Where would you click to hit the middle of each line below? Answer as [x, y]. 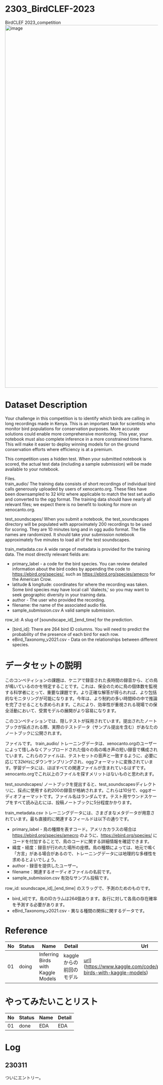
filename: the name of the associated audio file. [60, 605]
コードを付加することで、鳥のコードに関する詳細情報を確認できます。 [82, 841]
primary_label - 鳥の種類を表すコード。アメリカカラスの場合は [74, 829]
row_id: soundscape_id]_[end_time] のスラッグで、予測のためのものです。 [79, 888]
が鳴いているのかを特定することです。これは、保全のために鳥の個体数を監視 [81, 686]
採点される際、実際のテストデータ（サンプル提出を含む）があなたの [90, 727]
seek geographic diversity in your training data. [59, 595]
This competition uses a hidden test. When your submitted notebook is [76, 459]
